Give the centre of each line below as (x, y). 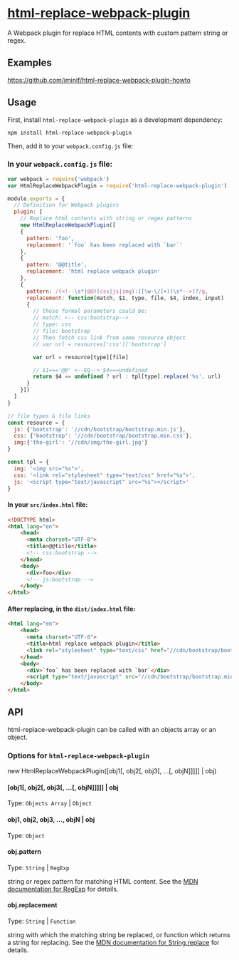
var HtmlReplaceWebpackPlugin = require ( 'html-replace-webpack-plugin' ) (117, 186)
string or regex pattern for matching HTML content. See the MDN (103, 881)
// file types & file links (49, 416)
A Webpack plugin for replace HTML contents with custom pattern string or (118, 33)
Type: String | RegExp (38, 867)
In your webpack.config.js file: (60, 164)
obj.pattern (24, 852)
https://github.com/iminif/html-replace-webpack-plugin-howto (99, 80)
